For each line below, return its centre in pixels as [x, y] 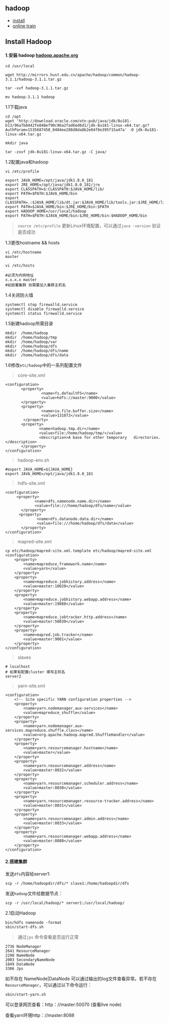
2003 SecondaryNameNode [30, 960]
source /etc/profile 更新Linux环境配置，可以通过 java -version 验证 [89, 226]
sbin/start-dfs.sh [24, 927]
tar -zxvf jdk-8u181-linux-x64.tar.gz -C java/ [56, 152]
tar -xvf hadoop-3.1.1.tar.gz [37, 88]
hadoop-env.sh [33, 460]
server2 [13, 677]
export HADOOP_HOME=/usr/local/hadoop [46, 212]
